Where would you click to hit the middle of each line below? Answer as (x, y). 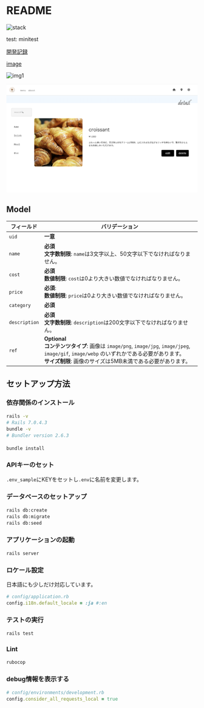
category (20, 305)
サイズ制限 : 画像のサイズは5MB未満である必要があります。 (117, 361)
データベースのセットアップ (46, 496)
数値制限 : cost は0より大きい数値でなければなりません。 (114, 278)
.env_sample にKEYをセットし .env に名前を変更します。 (74, 479)
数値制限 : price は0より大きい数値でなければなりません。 (115, 295)
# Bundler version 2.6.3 (38, 435)
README (29, 11)
